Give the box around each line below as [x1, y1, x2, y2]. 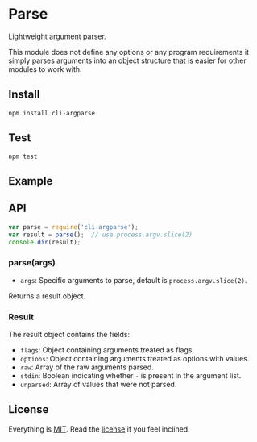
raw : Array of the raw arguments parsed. [19, 362, 155, 372]
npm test [8, 152, 38, 161]
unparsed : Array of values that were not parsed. [19, 379, 177, 389]
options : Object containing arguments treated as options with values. [19, 353, 250, 363]
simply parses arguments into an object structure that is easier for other [8, 56, 247, 65]
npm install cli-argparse [8, 109, 95, 117]
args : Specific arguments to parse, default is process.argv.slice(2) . [19, 275, 247, 285]
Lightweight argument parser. [8, 31, 106, 41]
